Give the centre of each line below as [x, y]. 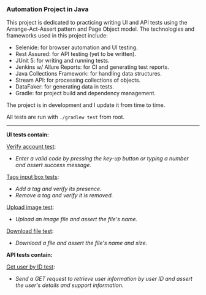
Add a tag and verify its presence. [59, 189]
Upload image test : [30, 207]
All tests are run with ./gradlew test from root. [65, 117]
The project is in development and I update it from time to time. [86, 105]
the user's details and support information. [69, 285]
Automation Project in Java [48, 9]
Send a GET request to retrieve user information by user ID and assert [104, 279]
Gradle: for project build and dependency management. [86, 93]
